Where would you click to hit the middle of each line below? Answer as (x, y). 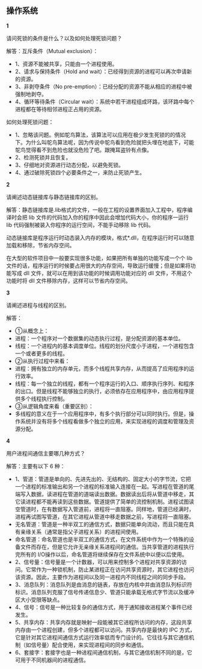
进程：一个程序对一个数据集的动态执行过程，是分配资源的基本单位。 (99, 338)
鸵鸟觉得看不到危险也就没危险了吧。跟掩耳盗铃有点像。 (83, 150)
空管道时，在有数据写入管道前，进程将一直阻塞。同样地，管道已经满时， (104, 509)
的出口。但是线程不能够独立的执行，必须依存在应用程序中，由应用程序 (102, 391)
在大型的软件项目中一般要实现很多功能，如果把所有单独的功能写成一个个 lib (99, 258)
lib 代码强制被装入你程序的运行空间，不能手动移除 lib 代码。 (80, 224)
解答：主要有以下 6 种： (36, 466)
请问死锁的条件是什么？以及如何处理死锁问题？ (64, 38)
